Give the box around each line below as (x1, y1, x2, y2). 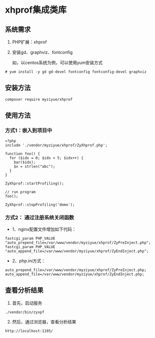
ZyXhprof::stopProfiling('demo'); (5, 202, 75, 207)
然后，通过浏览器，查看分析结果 (12, 319, 76, 324)
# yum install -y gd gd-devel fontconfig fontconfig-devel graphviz (5, 69, 147, 74)
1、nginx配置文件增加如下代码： (12, 226, 76, 232)
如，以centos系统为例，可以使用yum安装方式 (12, 60, 103, 66)
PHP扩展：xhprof (12, 39, 47, 45)
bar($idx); (14, 160, 36, 165)
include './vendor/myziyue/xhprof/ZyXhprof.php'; (5, 143, 108, 148)
